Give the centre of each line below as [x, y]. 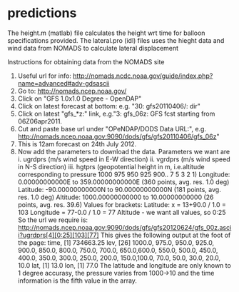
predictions [42, 13]
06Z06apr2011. [40, 121]
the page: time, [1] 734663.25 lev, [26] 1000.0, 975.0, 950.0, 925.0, [116, 242]
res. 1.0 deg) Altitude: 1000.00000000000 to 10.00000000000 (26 [116, 197]
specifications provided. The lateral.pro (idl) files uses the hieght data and [116, 40]
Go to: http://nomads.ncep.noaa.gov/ [72, 91]
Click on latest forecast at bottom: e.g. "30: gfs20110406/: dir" [109, 106]
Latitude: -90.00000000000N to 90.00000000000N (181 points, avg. [119, 189]
